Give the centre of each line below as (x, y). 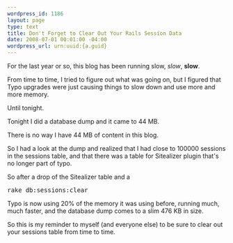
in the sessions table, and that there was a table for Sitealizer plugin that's (113, 156)
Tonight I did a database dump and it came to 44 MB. (83, 121)
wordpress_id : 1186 (35, 14)
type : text (23, 27)
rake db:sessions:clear (48, 190)
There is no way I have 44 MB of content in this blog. (83, 135)
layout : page (26, 20)
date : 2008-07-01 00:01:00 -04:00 (57, 40)
